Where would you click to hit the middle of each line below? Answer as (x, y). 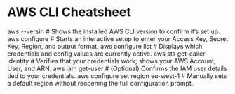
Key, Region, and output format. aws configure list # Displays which (105, 46)
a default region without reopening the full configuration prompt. (100, 83)
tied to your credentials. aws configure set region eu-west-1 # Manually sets (117, 76)
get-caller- (193, 54)
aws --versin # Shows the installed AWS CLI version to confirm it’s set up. (114, 31)
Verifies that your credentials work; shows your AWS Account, (126, 61)
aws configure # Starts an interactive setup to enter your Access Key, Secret (118, 38)
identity (18, 61)
